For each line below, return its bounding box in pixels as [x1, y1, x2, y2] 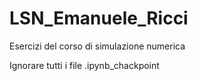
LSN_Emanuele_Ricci [9, 7, 189, 30]
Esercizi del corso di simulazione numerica [9, 40, 186, 52]
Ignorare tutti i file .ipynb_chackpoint [9, 59, 160, 71]
